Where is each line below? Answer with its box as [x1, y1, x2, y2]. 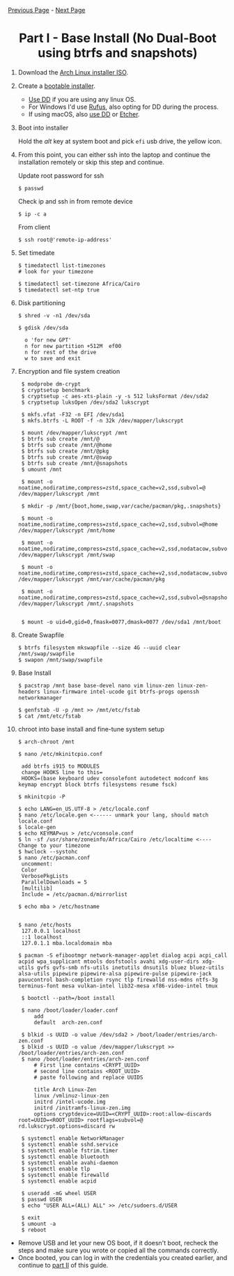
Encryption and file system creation [17, 367, 120, 375]
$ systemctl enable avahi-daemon [21, 1159, 118, 1167]
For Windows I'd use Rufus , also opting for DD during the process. [28, 102, 219, 111]
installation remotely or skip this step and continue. [17, 158, 164, 166]
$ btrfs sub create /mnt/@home [21, 441, 112, 448]
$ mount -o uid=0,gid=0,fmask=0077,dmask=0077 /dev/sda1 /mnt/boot [21, 618, 221, 625]
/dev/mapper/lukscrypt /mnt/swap [17, 551, 116, 559]
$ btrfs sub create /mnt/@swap [21, 453, 112, 461]
